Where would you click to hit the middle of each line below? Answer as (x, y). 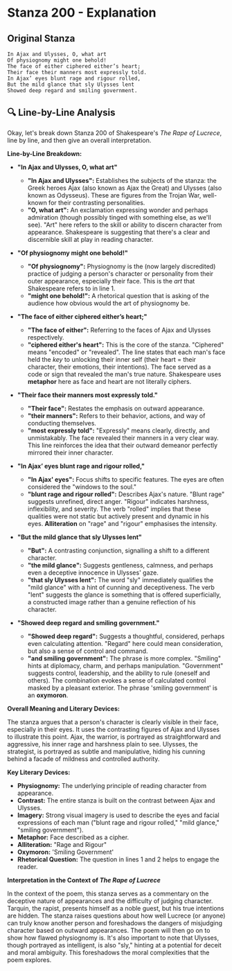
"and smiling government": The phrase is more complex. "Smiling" (124, 658)
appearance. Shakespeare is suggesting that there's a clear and (119, 232)
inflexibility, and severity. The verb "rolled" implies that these (114, 509)
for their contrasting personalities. (97, 202)
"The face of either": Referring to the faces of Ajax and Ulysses (119, 330)
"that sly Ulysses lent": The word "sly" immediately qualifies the (121, 579)
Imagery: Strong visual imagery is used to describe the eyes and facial (118, 815)
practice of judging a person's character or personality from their (120, 273)
